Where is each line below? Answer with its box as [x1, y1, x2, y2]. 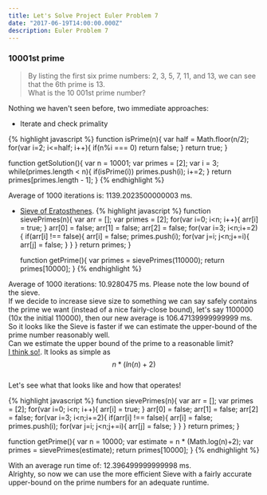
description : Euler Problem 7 [8, 26, 109, 34]
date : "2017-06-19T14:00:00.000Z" [8, 19, 124, 27]
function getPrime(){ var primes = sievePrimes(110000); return [19, 255, 225, 265]
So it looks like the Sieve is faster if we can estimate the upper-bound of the [8, 321, 257, 331]
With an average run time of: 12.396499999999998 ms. [8, 460, 191, 470]
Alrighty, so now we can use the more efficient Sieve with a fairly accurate [8, 469, 253, 478]
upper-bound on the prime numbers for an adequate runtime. [8, 477, 210, 487]
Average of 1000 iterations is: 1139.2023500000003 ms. [8, 191, 193, 200]
